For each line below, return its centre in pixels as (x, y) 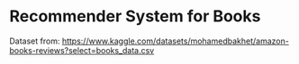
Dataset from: (35, 41)
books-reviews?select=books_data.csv (82, 50)
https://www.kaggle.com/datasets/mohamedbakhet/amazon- (176, 41)
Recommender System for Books (135, 16)
